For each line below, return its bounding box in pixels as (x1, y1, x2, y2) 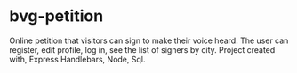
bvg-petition (9, 6, 104, 26)
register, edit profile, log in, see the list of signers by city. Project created (9, 44, 276, 55)
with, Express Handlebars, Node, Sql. (9, 54, 146, 64)
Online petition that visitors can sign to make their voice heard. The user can (9, 35, 289, 46)
